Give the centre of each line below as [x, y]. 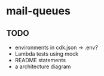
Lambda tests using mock [47, 54]
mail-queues [38, 11]
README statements [40, 60]
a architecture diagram [43, 66]
